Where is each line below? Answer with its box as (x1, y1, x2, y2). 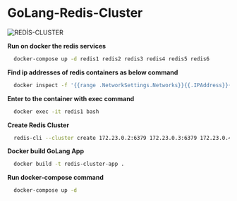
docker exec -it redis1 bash (13, 108, 99, 115)
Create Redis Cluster (7, 121, 69, 129)
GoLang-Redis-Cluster (7, 5, 143, 21)
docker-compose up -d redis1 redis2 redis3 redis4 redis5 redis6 (13, 55, 210, 63)
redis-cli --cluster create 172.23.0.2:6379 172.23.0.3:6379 (13, 134, 197, 141)
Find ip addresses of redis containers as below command (7, 68, 178, 77)
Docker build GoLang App (7, 147, 85, 155)
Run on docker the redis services (7, 41, 107, 50)
